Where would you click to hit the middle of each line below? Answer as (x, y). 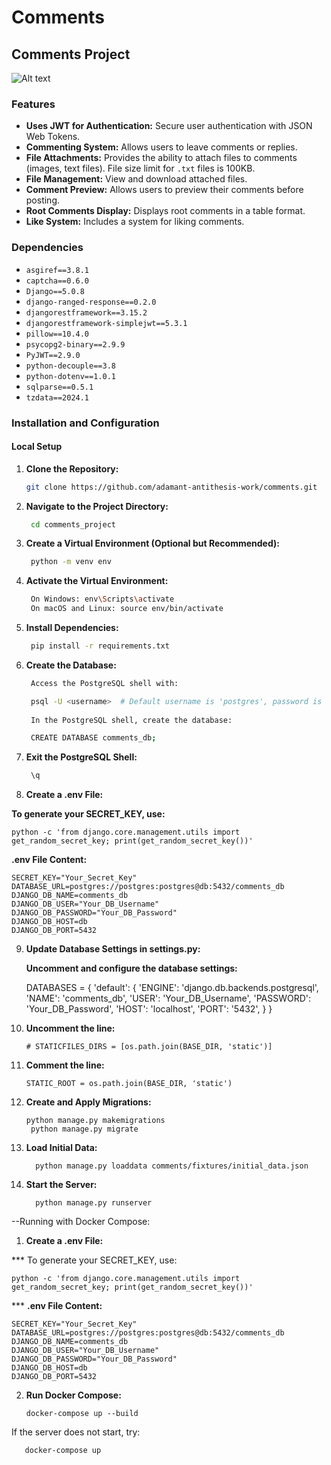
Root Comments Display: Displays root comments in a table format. (165, 211)
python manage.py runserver (94, 1203)
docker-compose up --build (82, 1414)
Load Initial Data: (61, 1148)
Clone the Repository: (72, 468)
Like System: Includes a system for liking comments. (135, 222)
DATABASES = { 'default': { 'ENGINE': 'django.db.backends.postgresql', (172, 988)
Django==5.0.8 (55, 291)
